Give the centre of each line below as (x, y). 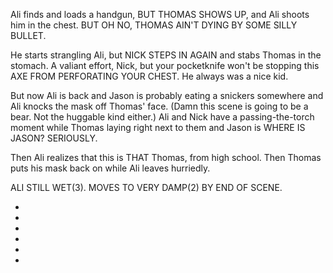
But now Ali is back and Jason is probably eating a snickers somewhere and (167, 95)
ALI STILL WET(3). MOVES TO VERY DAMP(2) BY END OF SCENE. (146, 187)
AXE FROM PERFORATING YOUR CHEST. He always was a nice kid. (149, 76)
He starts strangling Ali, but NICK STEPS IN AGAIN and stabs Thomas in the (166, 55)
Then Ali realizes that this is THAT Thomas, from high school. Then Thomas (166, 157)
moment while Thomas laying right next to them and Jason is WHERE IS (158, 127)
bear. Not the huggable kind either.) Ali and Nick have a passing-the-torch (162, 117)
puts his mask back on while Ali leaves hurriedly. (110, 168)
